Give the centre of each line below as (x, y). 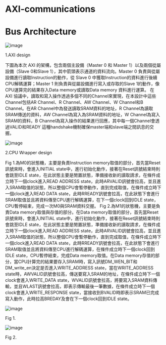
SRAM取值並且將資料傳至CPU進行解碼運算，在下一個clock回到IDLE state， (82, 200)
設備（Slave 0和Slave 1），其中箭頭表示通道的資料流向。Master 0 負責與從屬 (83, 71)
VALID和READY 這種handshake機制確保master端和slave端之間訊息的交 (82, 127)
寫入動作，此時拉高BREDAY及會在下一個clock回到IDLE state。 (69, 299)
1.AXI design (18, 55)
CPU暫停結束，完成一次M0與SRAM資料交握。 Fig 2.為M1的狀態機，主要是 (81, 206)
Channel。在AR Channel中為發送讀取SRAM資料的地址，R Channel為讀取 (79, 108)
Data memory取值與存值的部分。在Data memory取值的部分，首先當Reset (84, 212)
